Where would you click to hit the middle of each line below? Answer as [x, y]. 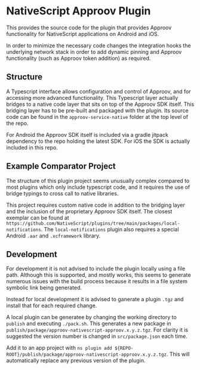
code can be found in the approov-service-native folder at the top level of [97, 117]
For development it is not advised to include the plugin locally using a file [96, 269]
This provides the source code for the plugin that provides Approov [89, 27]
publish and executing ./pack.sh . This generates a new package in [89, 323]
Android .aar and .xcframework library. [53, 236]
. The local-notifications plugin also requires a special [110, 229]
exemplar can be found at [38, 218]
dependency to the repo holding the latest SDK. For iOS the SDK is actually [98, 141]
